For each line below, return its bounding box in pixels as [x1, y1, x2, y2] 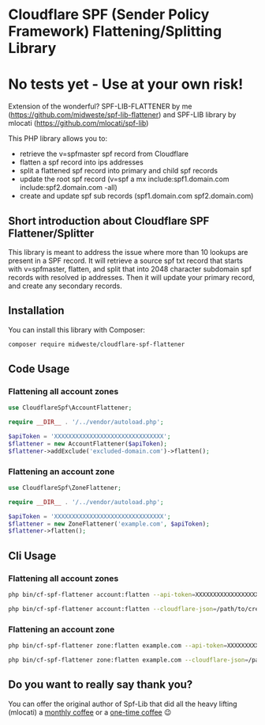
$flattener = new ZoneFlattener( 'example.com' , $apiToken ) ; [8, 520, 211, 528]
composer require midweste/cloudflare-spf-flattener [8, 340, 185, 348]
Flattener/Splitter [8, 226, 95, 240]
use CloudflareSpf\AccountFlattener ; [8, 404, 132, 412]
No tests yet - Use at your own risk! [8, 75, 244, 93]
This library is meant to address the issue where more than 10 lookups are [8, 247, 248, 256]
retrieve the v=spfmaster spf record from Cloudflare [19, 149, 189, 159]
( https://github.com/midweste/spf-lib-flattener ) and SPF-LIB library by [8, 110, 237, 120]
